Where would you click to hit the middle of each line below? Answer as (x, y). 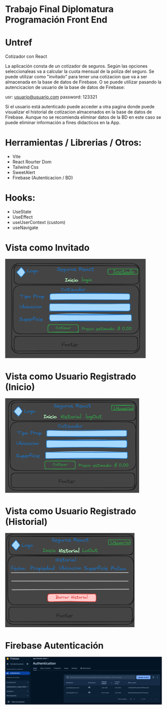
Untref (19, 43)
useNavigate (25, 228)
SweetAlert (24, 173)
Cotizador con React (26, 56)
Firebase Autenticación (54, 646)
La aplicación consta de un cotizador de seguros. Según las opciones (76, 66)
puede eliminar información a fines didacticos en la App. (63, 123)
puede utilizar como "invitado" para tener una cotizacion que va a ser (76, 77)
